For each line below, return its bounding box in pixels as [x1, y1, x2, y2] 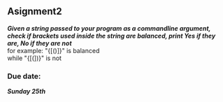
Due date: [7, 71, 41, 81]
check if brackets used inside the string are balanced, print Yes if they [7, 31, 216, 40]
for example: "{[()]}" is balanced [7, 46, 100, 54]
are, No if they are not [7, 38, 72, 48]
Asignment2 [7, 6, 62, 17]
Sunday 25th [7, 87, 46, 96]
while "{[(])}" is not [7, 54, 62, 62]
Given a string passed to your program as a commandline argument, [7, 24, 211, 32]
